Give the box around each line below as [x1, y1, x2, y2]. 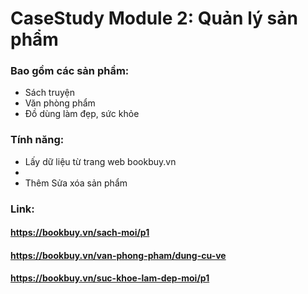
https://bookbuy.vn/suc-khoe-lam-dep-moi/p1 [10, 272, 210, 284]
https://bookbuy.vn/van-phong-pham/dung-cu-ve [10, 249, 227, 261]
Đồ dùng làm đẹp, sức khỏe [24, 108, 140, 120]
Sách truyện [24, 87, 76, 99]
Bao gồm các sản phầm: [10, 64, 130, 78]
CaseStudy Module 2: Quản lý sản [10, 7, 298, 30]
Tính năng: [10, 133, 65, 147]
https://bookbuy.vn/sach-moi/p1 [10, 227, 150, 239]
